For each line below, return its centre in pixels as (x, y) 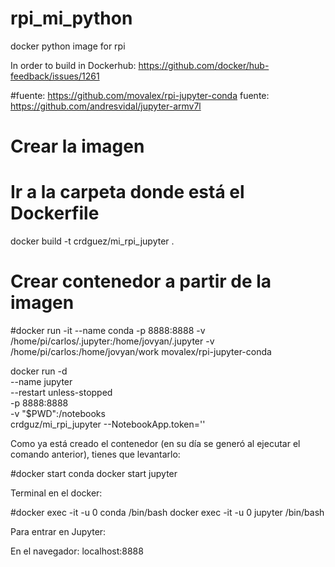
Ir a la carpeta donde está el (127, 192)
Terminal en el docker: (56, 493)
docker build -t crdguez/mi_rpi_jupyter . (92, 241)
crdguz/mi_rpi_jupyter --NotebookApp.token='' (108, 424)
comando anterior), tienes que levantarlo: (95, 454)
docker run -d (39, 371)
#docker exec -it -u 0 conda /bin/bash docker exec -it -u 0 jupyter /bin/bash (167, 512)
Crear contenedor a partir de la (141, 281)
